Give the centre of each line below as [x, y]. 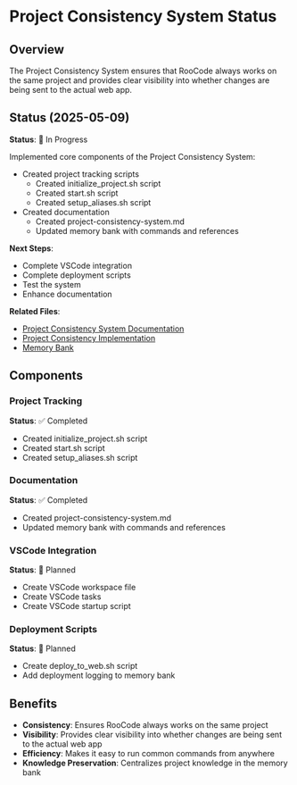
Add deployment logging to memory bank [99, 675]
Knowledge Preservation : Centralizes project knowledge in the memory [155, 763]
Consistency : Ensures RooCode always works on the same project [145, 725]
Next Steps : [31, 248]
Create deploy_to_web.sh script [80, 666]
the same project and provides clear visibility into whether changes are [140, 80]
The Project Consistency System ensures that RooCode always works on [143, 71]
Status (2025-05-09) [70, 118]
